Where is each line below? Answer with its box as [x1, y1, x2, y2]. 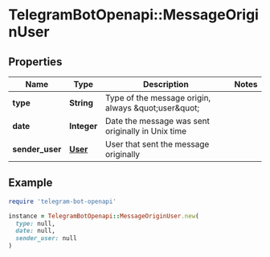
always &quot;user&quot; [105, 102, 200, 114]
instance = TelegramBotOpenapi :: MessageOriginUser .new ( [8, 212, 199, 220]
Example [8, 176, 53, 190]
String [69, 97, 94, 108]
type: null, [15, 219, 56, 227]
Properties [8, 55, 63, 68]
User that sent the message [105, 139, 210, 150]
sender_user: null [15, 234, 78, 242]
